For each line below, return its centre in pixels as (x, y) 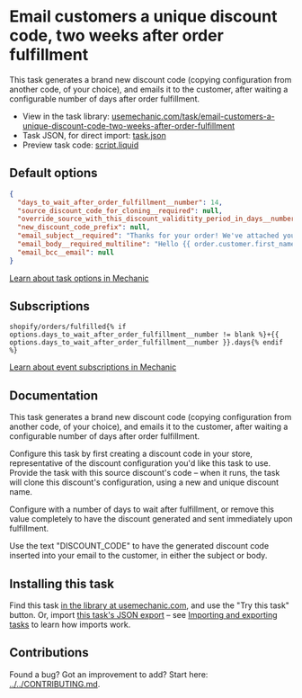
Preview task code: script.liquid (80, 145)
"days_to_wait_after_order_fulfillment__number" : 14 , (120, 202)
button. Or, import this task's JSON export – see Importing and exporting (143, 615)
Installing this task (62, 583)
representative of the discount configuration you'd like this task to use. (140, 463)
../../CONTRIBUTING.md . (55, 684)
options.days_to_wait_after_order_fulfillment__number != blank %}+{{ (144, 335)
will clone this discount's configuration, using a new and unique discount (144, 482)
